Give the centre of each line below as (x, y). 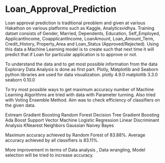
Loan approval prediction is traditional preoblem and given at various (75, 23)
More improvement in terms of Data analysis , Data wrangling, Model (75, 150)
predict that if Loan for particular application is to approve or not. (71, 54)
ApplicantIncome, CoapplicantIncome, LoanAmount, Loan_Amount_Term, (80, 39)
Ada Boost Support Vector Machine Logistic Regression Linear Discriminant (82, 120)
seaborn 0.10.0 (20, 80)
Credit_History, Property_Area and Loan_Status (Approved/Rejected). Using (82, 44)
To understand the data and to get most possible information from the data (81, 64)
